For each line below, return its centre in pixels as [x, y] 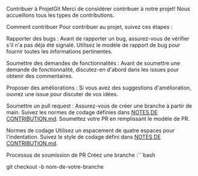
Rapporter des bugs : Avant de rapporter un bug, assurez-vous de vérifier [98, 38]
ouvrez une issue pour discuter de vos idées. [62, 94]
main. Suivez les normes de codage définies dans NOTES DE [82, 112]
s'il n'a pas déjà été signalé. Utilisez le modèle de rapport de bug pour [93, 45]
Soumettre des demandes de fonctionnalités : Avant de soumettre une [93, 63]
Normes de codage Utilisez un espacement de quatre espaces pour [91, 130]
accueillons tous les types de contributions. [60, 15]
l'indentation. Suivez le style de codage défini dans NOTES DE [84, 137]
